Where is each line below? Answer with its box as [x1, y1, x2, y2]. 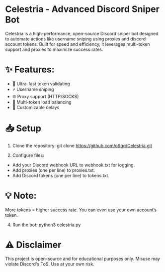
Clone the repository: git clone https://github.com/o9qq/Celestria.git [12, 142, 153, 148]
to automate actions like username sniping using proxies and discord [5, 36, 146, 42]
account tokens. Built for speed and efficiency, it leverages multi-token [5, 41, 150, 47]
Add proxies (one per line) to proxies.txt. [12, 167, 95, 173]
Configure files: [12, 152, 44, 158]
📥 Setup [5, 123, 41, 134]
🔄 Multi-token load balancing [12, 99, 72, 105]
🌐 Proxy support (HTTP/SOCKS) [12, 93, 79, 99]
